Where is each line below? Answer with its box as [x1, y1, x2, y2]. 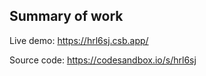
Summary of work [9, 8, 124, 25]
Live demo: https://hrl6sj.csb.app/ [9, 34, 149, 46]
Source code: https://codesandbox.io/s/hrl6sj [9, 54, 197, 66]
